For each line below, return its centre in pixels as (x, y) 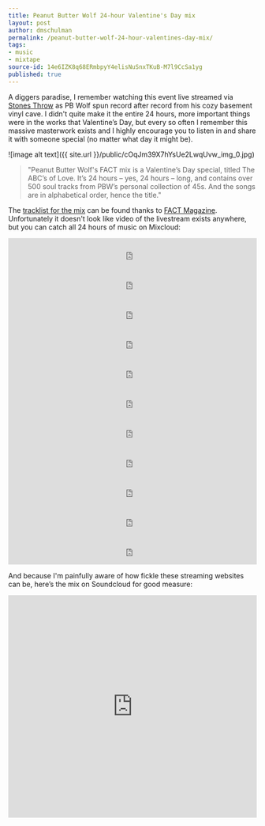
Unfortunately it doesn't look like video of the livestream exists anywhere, (127, 218)
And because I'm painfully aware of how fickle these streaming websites (126, 575)
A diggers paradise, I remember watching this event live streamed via (121, 97)
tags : (17, 45)
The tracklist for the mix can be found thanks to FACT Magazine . (113, 210)
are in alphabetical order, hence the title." (94, 195)
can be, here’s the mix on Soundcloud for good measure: (101, 584)
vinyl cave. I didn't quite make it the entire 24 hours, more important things (129, 114)
